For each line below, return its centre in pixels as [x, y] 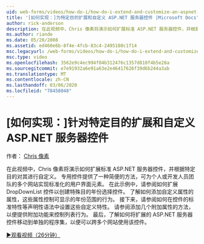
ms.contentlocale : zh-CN [38, 80]
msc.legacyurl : [25, 52]
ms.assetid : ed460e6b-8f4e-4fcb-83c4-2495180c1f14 [72, 46]
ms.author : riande [29, 35]
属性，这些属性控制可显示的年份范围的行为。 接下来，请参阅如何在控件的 [97, 199]
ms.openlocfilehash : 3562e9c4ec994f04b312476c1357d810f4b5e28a [88, 63]
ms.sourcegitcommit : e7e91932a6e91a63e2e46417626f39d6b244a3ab [88, 68]
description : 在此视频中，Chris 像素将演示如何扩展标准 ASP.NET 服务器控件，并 [99, 29]
